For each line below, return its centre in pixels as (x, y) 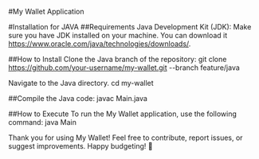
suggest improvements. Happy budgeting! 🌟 (80, 146)
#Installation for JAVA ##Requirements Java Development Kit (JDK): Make (130, 27)
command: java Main (43, 122)
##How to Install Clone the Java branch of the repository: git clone (118, 59)
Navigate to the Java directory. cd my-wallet (81, 83)
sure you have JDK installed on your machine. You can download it (118, 35)
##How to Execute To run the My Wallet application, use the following (123, 114)
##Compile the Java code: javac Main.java (78, 98)
